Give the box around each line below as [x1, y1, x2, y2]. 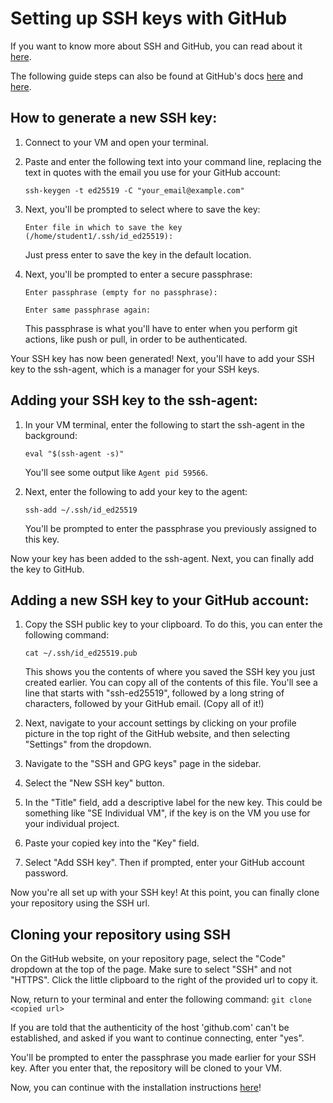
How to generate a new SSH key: [10, 110, 218, 127]
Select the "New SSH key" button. [24, 777, 165, 789]
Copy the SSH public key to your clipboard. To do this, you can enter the [24, 618, 323, 631]
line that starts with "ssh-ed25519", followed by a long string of [24, 687, 285, 699]
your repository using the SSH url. [10, 897, 150, 909]
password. [24, 867, 69, 879]
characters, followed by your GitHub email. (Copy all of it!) [24, 698, 265, 710]
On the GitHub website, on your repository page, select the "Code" [10, 953, 286, 965]
